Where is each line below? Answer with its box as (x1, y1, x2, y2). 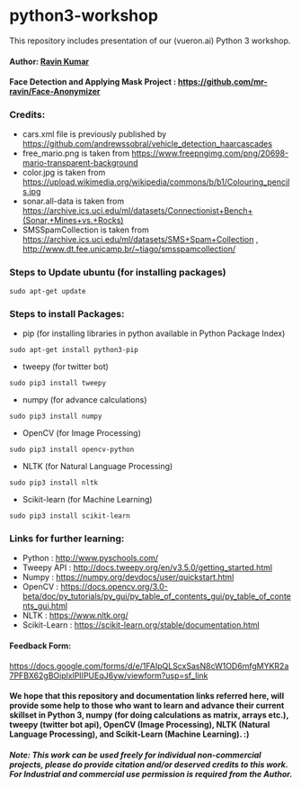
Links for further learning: (9, 532, 125, 545)
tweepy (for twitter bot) (22, 361, 110, 372)
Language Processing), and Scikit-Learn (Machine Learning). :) (9, 729, 250, 739)
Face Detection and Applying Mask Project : (9, 77, 177, 87)
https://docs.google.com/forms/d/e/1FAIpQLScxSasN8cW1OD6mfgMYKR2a (9, 660, 289, 671)
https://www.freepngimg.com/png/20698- (131, 148, 289, 159)
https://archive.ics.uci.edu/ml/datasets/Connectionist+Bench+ (22, 205, 253, 216)
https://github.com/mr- (177, 77, 268, 87)
